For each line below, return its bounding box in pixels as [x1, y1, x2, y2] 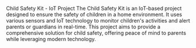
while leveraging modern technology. [6, 36, 96, 42]
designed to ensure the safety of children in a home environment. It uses [6, 11, 182, 18]
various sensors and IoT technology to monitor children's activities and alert [6, 17, 190, 24]
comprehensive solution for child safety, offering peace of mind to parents [6, 29, 187, 36]
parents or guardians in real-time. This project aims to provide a [6, 23, 161, 30]
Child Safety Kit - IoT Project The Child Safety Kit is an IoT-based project [6, 5, 182, 12]
